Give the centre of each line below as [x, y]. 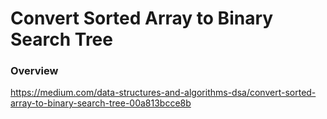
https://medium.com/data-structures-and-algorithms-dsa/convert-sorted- [163, 93]
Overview [34, 71]
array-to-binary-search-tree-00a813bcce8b [101, 103]
